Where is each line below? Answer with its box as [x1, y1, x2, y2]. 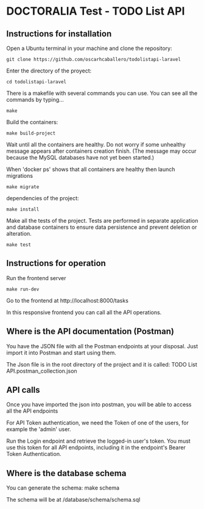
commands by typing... [6, 96, 64, 103]
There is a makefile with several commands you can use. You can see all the [6, 90, 198, 97]
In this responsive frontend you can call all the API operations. [6, 309, 162, 316]
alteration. [6, 230, 32, 237]
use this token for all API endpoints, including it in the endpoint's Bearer [6, 444, 186, 451]
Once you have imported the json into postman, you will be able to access [6, 401, 192, 409]
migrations [6, 172, 33, 179]
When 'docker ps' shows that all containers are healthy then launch [6, 166, 175, 173]
